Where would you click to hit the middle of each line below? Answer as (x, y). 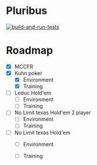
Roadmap (30, 50)
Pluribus (27, 11)
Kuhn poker (28, 73)
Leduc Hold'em (33, 93)
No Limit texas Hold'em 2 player (53, 113)
